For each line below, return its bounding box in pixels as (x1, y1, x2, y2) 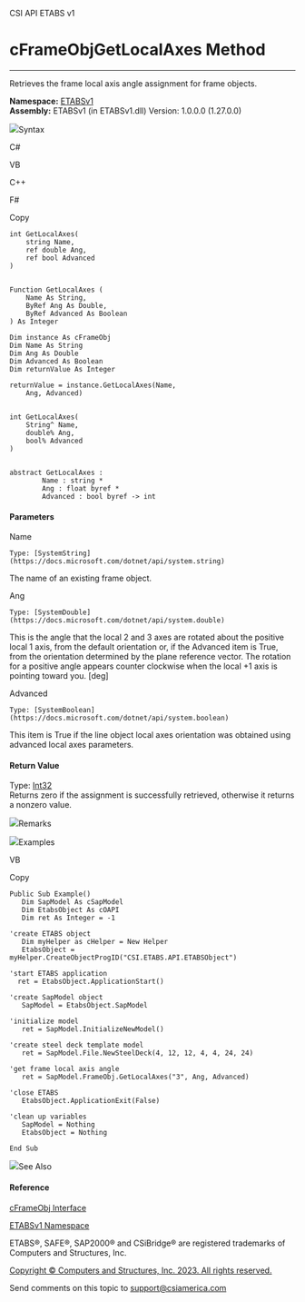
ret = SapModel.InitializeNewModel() (21, 1025, 165, 1034)
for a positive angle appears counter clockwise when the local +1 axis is (9, 661, 279, 671)
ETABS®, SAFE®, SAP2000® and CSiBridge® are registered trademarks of (9, 1237, 286, 1248)
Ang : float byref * (42, 483, 120, 493)
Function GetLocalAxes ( (9, 285, 103, 294)
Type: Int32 (9, 780, 53, 791)
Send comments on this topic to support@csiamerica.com (9, 1282, 227, 1293)
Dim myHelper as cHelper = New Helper (21, 938, 169, 947)
